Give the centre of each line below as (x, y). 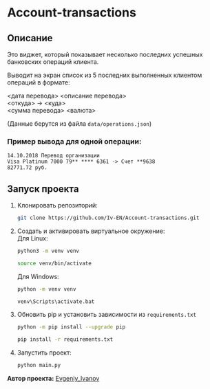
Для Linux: (32, 238)
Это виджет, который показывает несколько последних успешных (105, 54)
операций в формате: (39, 82)
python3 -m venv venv (48, 251)
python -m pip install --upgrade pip (71, 327)
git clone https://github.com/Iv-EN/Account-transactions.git (108, 218)
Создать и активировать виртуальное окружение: (91, 231)
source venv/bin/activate (54, 263)
